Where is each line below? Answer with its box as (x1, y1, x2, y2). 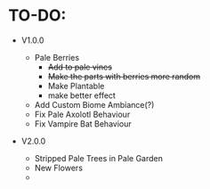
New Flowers (34, 162, 84, 173)
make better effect (47, 90, 117, 101)
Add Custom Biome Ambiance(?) (34, 99, 155, 110)
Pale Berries (34, 52, 80, 62)
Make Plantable (47, 80, 105, 91)
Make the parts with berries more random (47, 70, 201, 81)
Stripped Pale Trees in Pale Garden (34, 152, 164, 163)
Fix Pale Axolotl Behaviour (34, 109, 131, 119)
